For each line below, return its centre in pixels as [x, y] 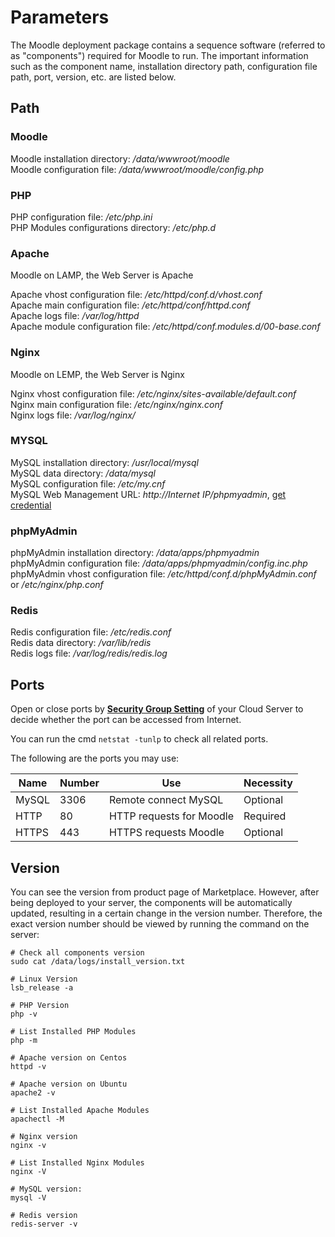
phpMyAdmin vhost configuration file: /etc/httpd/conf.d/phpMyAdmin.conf [163, 574]
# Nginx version [44, 1137]
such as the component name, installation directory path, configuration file [164, 66]
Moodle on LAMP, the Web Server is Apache [102, 275]
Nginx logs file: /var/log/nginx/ [73, 415]
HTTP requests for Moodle [171, 816]
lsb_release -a [42, 988]
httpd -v [28, 1067]
